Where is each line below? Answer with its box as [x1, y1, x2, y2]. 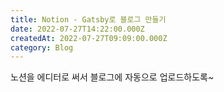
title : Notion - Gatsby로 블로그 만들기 [10, 14, 167, 25]
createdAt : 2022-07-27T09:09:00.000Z [10, 33, 168, 43]
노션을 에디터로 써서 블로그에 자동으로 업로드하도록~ [10, 71, 215, 83]
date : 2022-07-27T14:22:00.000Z [10, 24, 145, 34]
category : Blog [10, 42, 74, 53]
